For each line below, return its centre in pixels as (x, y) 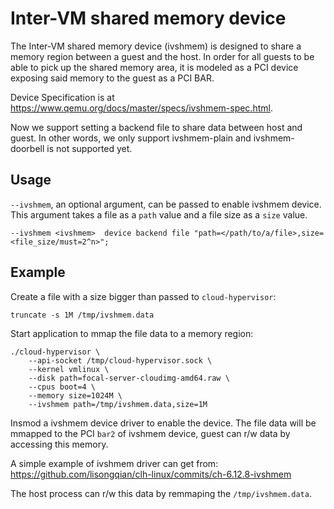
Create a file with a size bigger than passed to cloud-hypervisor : (143, 296)
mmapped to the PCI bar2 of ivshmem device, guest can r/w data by (150, 433)
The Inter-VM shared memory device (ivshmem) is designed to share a (156, 46)
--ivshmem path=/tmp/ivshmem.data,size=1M (118, 404)
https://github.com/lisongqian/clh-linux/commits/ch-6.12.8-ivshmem (151, 474)
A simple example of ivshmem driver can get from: (114, 463)
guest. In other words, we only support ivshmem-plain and (131, 138)
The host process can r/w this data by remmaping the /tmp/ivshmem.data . (161, 493)
